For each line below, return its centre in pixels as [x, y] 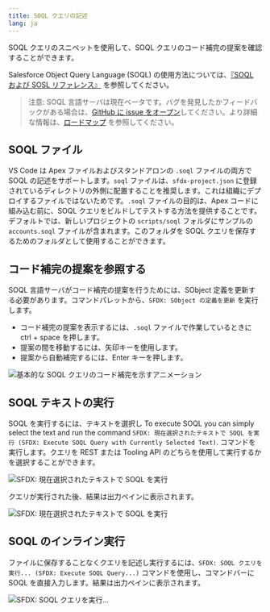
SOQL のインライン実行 [67, 541]
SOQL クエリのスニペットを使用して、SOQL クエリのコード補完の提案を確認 [135, 47]
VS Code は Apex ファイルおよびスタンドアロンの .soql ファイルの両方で [130, 171]
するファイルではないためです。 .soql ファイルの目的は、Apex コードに [141, 201]
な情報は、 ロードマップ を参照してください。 [103, 122]
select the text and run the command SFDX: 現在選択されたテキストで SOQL [126, 432]
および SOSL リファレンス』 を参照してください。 [91, 85]
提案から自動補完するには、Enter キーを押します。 [104, 358]
